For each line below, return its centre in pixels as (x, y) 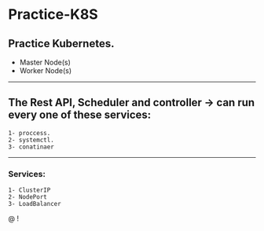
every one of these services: (80, 115)
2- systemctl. (31, 140)
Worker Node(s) (46, 71)
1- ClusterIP (29, 190)
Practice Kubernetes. (61, 44)
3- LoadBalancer (35, 204)
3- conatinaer (31, 147)
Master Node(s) (45, 62)
